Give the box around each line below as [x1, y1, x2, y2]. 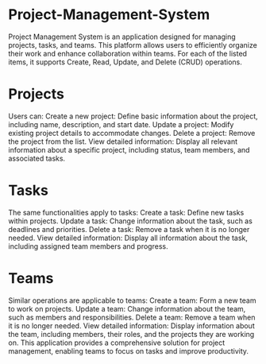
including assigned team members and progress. [8, 241, 168, 251]
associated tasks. [8, 153, 66, 163]
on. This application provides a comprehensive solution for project [8, 338, 226, 347]
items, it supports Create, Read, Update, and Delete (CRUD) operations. [8, 57, 242, 67]
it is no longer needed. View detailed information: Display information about [8, 320, 256, 331]
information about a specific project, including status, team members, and [8, 145, 250, 154]
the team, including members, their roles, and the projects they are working [8, 329, 255, 339]
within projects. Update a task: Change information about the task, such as [8, 216, 253, 226]
